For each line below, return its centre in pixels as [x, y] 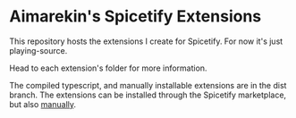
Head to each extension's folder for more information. [108, 68]
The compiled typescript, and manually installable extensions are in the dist [148, 85]
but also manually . [43, 104]
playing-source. [38, 50]
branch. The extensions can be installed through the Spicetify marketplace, [148, 95]
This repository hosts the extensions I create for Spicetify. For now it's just [146, 41]
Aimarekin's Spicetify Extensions [135, 17]
